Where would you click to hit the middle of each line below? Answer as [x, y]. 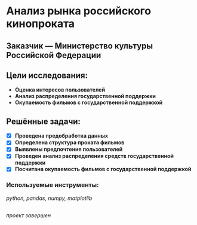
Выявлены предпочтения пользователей [69, 149]
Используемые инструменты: [53, 185]
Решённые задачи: [43, 121]
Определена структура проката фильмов [70, 142]
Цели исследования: [47, 75]
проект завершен [29, 215]
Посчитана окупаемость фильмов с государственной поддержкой [103, 169]
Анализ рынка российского [79, 11]
